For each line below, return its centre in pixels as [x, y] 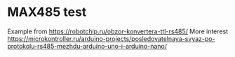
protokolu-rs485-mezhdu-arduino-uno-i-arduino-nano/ [87, 46]
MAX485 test [47, 12]
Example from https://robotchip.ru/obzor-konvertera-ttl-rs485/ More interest [118, 31]
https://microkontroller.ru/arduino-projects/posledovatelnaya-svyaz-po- [111, 38]
